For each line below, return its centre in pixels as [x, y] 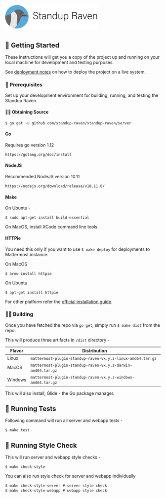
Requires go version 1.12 [30, 145]
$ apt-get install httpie [32, 292]
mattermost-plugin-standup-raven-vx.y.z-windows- [83, 378]
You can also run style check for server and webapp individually [70, 476]
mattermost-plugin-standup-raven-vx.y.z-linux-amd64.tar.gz [94, 358]
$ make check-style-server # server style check [56, 486]
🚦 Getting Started [32, 45]
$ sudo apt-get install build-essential [47, 218]
